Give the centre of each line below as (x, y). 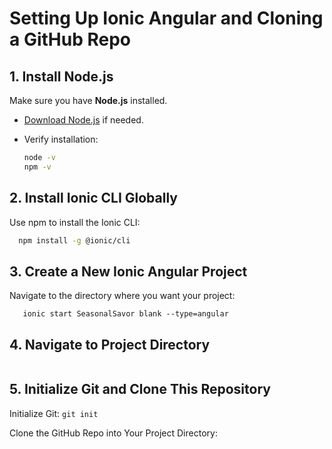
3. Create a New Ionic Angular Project (128, 271)
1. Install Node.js (61, 76)
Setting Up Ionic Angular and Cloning (166, 18)
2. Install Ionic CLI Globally (93, 198)
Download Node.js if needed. (83, 120)
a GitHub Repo (70, 39)
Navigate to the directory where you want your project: (122, 296)
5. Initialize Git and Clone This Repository (140, 389)
